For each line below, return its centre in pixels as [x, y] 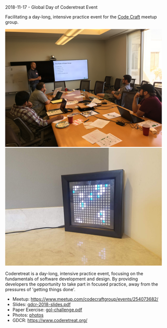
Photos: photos [28, 315]
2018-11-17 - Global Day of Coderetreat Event [51, 7]
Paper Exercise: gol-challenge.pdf [47, 310]
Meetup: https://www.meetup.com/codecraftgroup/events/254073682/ [85, 299]
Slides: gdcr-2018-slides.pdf [42, 304]
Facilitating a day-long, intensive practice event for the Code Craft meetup [81, 17]
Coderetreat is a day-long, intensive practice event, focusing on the [74, 273]
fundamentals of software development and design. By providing [72, 279]
